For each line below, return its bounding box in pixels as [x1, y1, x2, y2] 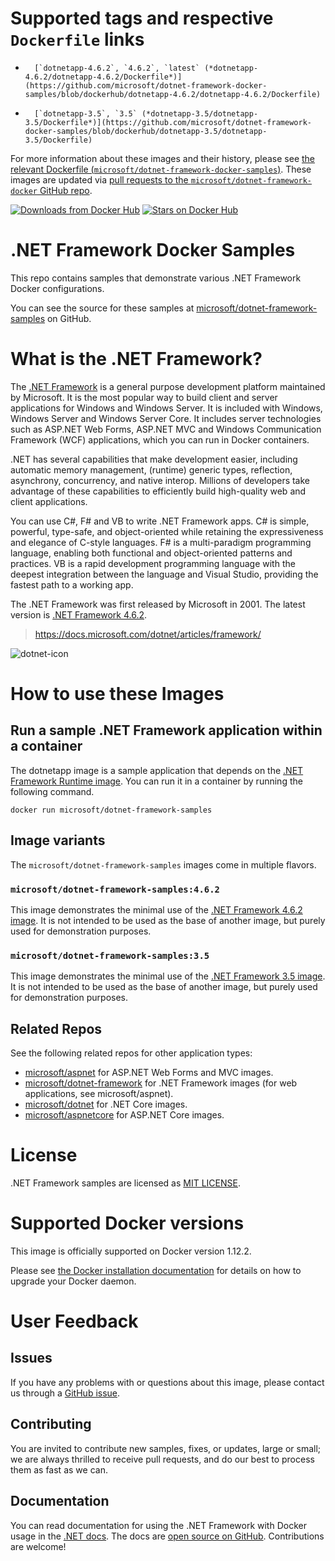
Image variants [10, 832, 106, 849]
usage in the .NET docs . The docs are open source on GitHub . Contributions [10, 1530, 325, 1542]
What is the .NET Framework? [10, 348, 263, 371]
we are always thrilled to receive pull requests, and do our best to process [10, 1453, 315, 1465]
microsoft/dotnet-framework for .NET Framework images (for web [24, 1077, 298, 1089]
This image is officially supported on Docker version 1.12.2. [10, 1245, 252, 1257]
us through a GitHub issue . [10, 1387, 121, 1399]
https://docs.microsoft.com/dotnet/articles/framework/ [34, 628, 262, 640]
